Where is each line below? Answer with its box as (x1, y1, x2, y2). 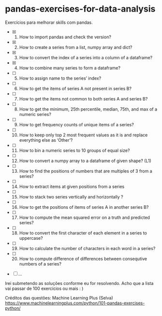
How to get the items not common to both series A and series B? (19, 96, 148, 101)
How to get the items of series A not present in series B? (19, 85, 132, 91)
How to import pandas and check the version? (19, 34, 111, 40)
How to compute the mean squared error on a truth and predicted (19, 215, 150, 220)
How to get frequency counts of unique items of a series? (19, 121, 134, 127)
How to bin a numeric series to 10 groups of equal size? (19, 147, 130, 153)
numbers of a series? (19, 261, 62, 266)
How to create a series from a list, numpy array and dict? (19, 44, 133, 50)
